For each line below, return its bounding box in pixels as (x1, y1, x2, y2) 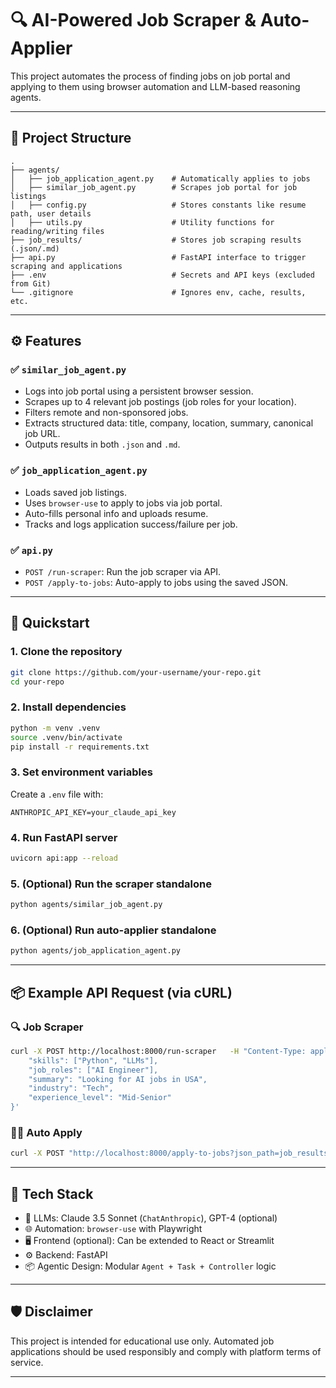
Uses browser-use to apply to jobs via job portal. (24, 497, 223, 509)
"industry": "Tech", (28, 1083, 114, 1094)
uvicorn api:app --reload (10, 853, 118, 863)
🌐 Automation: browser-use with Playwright (24, 1223, 203, 1234)
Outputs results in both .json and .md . (24, 438, 181, 451)
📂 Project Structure (10, 130, 132, 147)
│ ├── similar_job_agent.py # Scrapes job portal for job (10, 182, 298, 192)
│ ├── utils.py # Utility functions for (10, 217, 275, 227)
